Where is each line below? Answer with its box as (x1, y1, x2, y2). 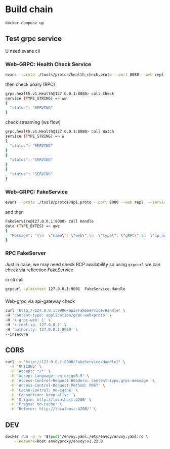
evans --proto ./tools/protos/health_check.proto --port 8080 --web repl (5, 72, 164, 77)
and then (5, 209, 24, 215)
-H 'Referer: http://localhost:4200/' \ (10, 406, 96, 412)
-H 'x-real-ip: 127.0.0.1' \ (5, 323, 67, 328)
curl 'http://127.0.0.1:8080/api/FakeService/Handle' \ (5, 308, 125, 313)
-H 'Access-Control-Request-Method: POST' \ (10, 382, 105, 388)
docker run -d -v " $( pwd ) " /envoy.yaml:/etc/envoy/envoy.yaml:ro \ (5, 434, 148, 439)
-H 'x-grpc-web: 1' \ (5, 317, 51, 323)
